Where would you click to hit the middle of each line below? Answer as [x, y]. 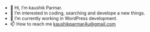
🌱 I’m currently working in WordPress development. [64, 18]
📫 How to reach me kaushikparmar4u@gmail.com [63, 24]
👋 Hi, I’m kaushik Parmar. [36, 8]
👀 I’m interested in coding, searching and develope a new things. [78, 13]
